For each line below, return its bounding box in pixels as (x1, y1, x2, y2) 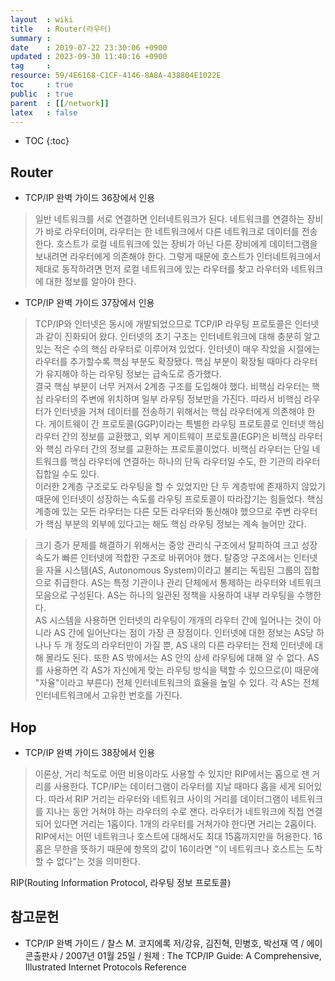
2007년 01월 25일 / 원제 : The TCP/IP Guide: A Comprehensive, (65, 949, 322, 961)
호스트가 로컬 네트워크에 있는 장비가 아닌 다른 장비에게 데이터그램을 (56, 238, 318, 250)
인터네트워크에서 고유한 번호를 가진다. (34, 689, 183, 701)
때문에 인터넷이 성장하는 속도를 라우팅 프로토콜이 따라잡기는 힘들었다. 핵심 (34, 493, 324, 505)
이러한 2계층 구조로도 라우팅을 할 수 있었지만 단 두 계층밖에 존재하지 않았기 (34, 481, 326, 493)
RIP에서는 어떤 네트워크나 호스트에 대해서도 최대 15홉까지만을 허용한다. (34, 831, 312, 842)
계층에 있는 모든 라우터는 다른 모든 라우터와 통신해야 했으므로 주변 (34, 506, 292, 518)
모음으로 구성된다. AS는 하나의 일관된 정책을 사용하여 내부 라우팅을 (34, 589, 295, 601)
